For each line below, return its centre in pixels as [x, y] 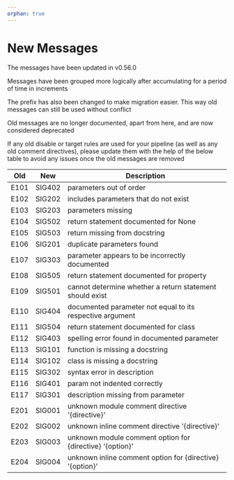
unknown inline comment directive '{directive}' [143, 426]
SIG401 [48, 383]
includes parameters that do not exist [128, 199]
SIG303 [48, 260]
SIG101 [48, 349]
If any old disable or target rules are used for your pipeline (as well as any [112, 144]
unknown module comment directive [127, 406]
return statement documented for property [137, 275]
